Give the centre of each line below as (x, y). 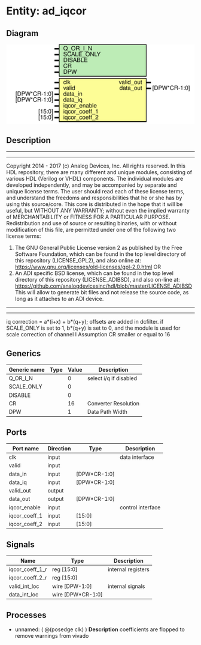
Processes (26, 615)
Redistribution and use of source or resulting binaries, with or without (92, 223)
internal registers (128, 569)
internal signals (126, 586)
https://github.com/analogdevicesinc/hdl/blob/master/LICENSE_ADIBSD (103, 286)
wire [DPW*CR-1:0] (77, 594)
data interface (137, 457)
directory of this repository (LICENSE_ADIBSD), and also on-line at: (98, 280)
